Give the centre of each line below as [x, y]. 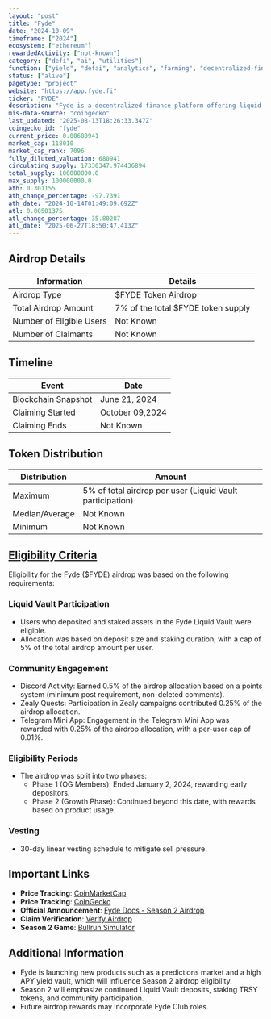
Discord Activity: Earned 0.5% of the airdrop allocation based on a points [141, 686]
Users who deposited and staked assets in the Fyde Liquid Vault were [135, 621]
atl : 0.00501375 [35, 211]
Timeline [31, 363]
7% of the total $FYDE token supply [183, 307]
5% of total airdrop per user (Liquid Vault [160, 491]
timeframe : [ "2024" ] [43, 38]
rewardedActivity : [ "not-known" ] [65, 53]
